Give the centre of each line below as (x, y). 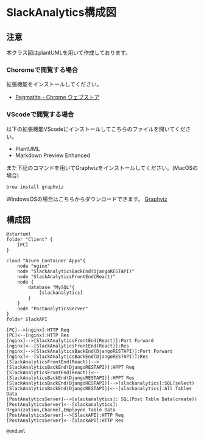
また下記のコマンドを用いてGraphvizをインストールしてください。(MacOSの (102, 167)
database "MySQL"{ (51, 288)
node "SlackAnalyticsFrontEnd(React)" (66, 277)
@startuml (19, 234)
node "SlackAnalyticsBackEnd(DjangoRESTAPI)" (76, 271)
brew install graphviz (35, 187)
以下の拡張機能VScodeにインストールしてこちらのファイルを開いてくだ (96, 129)
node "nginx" (34, 266)
